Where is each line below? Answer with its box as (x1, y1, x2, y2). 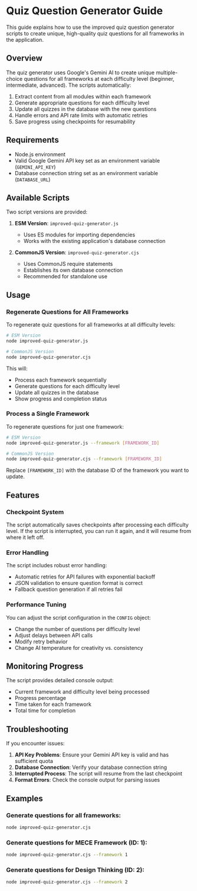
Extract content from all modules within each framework (14, 93, 152, 100)
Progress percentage (14, 695, 67, 702)
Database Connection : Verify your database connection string (14, 764, 167, 771)
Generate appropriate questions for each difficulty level (14, 99, 149, 106)
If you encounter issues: (6, 740, 65, 747)
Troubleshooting (6, 724, 69, 734)
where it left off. (6, 534, 45, 541)
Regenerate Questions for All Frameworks (6, 308, 129, 316)
